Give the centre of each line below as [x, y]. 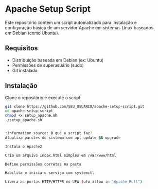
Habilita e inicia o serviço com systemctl [50, 173]
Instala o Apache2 [24, 147]
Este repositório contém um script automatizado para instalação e [71, 22]
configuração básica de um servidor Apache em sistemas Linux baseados [79, 27]
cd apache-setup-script [29, 111]
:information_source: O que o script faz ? [49, 133]
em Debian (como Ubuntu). [32, 33]
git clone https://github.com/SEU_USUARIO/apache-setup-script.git [75, 106]
